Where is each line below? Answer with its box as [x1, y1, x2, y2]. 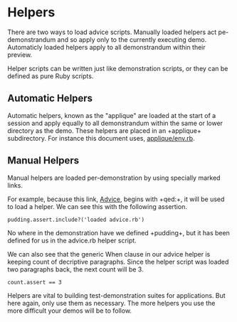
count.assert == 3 [7, 279, 62, 286]
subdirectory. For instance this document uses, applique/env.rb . [7, 134, 195, 142]
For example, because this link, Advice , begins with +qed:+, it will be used [7, 195, 225, 203]
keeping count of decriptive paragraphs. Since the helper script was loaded [7, 257, 229, 266]
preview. [7, 50, 33, 59]
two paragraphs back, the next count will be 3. [7, 264, 144, 274]
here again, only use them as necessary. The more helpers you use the [7, 299, 216, 307]
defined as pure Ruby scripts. [7, 72, 94, 80]
